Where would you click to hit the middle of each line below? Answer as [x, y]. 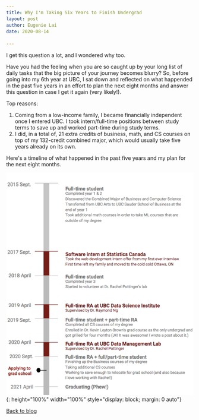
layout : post [22, 19]
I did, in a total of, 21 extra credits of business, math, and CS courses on [102, 134]
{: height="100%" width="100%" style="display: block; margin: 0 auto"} [94, 400]
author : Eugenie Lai [32, 25]
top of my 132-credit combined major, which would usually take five [98, 140]
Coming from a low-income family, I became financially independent [98, 115]
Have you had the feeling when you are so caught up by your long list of [94, 67]
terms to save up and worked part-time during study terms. [87, 128]
